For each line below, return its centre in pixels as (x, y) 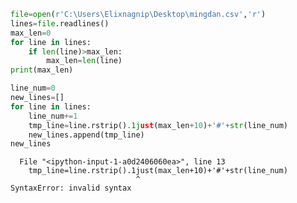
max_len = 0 (31, 33)
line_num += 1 (53, 116)
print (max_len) (42, 70)
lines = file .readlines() (60, 23)
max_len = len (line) (84, 61)
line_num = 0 (33, 88)
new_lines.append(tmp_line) (86, 135)
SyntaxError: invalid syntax (71, 188)
